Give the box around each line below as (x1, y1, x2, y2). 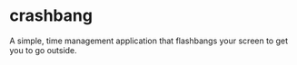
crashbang (9, 5, 94, 26)
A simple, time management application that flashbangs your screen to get (9, 35, 289, 46)
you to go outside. (9, 44, 77, 55)
